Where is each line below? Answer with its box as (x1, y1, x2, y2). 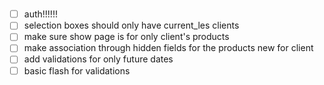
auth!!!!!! (23, 8, 58, 20)
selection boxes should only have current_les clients (23, 19, 240, 32)
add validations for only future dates (23, 53, 174, 65)
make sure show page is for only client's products (23, 31, 230, 43)
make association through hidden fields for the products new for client (23, 42, 314, 54)
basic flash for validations (23, 64, 131, 77)
